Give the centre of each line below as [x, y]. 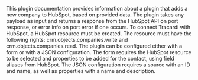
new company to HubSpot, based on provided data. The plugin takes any [95, 15]
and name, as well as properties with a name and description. [81, 71]
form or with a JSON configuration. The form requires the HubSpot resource [99, 52]
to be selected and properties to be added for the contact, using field [90, 59]
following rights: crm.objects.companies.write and [67, 40]
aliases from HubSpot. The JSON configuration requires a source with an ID [98, 65]
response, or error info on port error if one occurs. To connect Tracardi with [98, 27]
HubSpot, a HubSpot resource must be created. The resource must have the [99, 34]
